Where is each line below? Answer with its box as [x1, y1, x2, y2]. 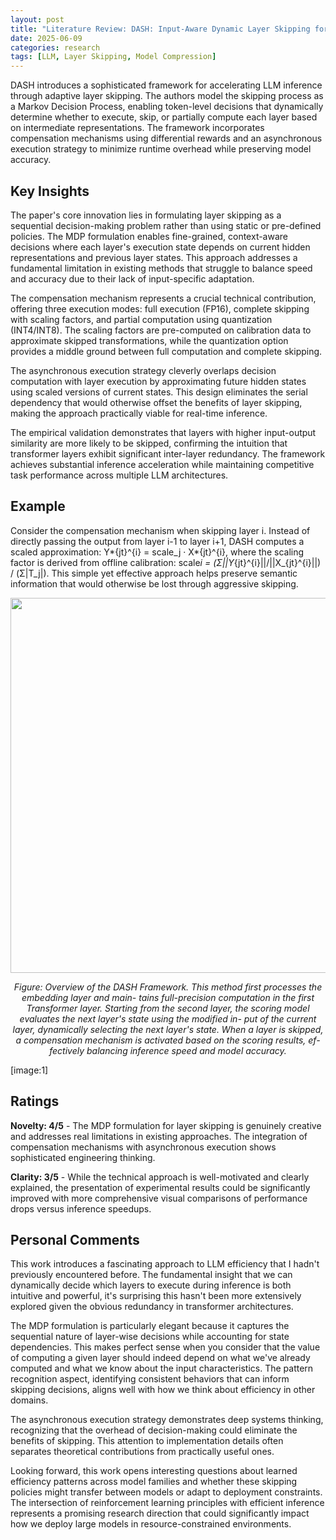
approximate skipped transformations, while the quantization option [10, 334, 289, 346]
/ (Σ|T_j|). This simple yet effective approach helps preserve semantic [10, 567, 298, 579]
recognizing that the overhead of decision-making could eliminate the [10, 1424, 298, 1436]
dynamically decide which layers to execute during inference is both [10, 1279, 292, 1291]
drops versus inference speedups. [10, 1202, 152, 1215]
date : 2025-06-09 [10, 33, 83, 43]
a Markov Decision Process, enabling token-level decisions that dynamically [10, 101, 324, 113]
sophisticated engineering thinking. [10, 1151, 156, 1163]
